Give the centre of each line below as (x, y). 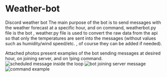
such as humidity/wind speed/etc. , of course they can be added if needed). (83, 43)
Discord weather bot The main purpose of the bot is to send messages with (83, 22)
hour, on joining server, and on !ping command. (54, 58)
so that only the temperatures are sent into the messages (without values (81, 38)
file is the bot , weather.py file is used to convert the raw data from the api (81, 33)
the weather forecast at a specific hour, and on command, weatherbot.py (81, 27)
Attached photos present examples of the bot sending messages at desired (83, 53)
